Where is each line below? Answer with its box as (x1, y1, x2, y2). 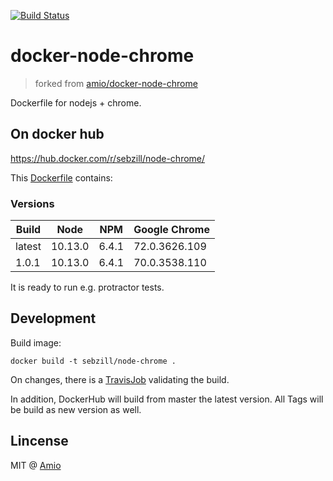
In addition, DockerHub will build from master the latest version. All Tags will (10, 393, 324, 405)
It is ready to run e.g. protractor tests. (10, 281, 165, 294)
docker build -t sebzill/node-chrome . (10, 356, 177, 366)
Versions (10, 196, 55, 210)
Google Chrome (133, 223, 210, 237)
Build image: (10, 336, 62, 349)
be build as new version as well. (10, 403, 142, 415)
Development (10, 310, 97, 327)
